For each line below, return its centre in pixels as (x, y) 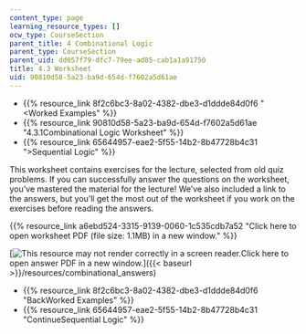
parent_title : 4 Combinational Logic (81, 43)
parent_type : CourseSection (63, 52)
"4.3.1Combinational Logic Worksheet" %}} (103, 132)
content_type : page (47, 18)
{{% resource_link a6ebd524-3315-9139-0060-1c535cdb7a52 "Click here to (153, 225)
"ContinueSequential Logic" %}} (83, 319)
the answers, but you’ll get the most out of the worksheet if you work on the (152, 198)
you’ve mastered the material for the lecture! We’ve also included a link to (148, 189)
